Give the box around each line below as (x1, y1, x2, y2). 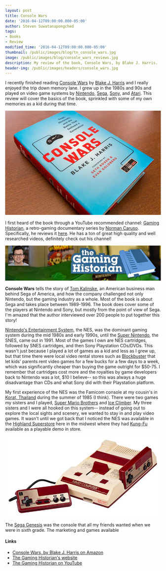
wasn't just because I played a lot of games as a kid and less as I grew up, (5, 348, 156, 354)
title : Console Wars (5, 13, 48, 18)
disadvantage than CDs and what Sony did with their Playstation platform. (5, 380, 155, 385)
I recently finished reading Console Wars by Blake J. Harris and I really (5, 80, 149, 86)
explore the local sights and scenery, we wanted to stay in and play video (5, 410, 155, 416)
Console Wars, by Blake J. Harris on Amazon (12, 549, 104, 555)
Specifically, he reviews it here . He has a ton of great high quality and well (5, 231, 156, 237)
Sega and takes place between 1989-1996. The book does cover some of (5, 302, 154, 308)
